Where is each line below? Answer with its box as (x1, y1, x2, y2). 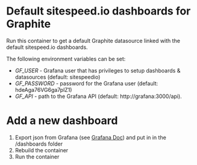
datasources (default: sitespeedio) (14, 73, 101, 80)
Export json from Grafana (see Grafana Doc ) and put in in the (14, 134, 167, 141)
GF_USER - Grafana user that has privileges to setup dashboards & (14, 66, 181, 74)
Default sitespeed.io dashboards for (6, 4, 191, 18)
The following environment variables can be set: (6, 55, 126, 62)
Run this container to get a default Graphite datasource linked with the (6, 37, 181, 44)
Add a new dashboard (6, 114, 118, 128)
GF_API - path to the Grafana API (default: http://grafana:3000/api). (14, 92, 182, 100)
